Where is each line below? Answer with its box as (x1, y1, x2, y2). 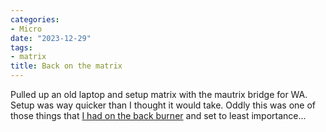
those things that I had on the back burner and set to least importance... (10, 110, 307, 121)
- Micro (10, 24, 43, 34)
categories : (10, 14, 60, 25)
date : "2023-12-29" (10, 33, 92, 43)
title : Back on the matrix (10, 61, 123, 71)
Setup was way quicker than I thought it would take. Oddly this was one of (10, 99, 316, 111)
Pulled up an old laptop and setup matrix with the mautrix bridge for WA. (10, 89, 308, 100)
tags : (10, 42, 33, 53)
